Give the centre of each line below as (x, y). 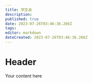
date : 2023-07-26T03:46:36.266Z (39, 24)
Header (21, 62)
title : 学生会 (19, 10)
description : (19, 14)
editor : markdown (23, 33)
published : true (22, 19)
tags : (11, 28)
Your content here (24, 76)
